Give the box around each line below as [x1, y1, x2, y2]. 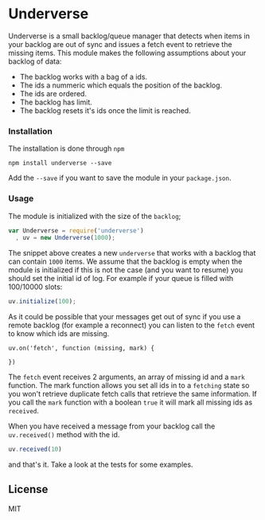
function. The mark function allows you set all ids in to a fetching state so [8, 381, 250, 390]
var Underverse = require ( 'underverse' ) [8, 226, 145, 235]
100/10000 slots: [8, 282, 63, 291]
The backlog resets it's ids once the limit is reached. [19, 105, 191, 115]
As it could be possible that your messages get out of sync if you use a [8, 312, 241, 322]
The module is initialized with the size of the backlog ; [8, 211, 181, 221]
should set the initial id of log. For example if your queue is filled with [8, 274, 234, 283]
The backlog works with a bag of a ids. [19, 72, 148, 81]
